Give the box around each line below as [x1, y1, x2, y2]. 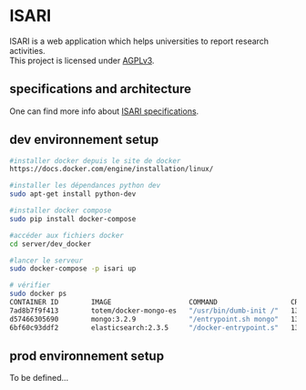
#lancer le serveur [9, 256, 84, 265]
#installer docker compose [9, 206, 112, 215]
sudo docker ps [9, 289, 67, 299]
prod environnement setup [9, 348, 165, 364]
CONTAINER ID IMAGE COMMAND [9, 298, 219, 307]
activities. [9, 45, 46, 56]
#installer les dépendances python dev [9, 181, 161, 190]
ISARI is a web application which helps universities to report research [9, 36, 270, 46]
